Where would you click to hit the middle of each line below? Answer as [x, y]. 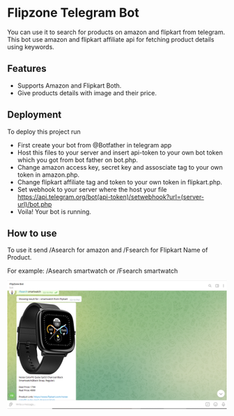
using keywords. [31, 47]
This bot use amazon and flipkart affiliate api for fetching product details [111, 39]
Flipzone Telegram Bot [73, 13]
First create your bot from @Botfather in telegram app [94, 145]
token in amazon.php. [48, 175]
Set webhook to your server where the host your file [92, 189]
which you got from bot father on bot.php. [77, 160]
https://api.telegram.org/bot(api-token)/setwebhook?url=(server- [110, 197]
